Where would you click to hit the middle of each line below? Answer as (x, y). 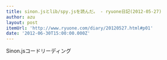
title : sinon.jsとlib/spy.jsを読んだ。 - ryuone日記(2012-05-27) (84, 11)
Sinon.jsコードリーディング (39, 51)
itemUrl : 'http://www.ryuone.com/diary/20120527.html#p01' (80, 28)
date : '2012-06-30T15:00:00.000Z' (48, 34)
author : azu (21, 17)
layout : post (22, 22)
